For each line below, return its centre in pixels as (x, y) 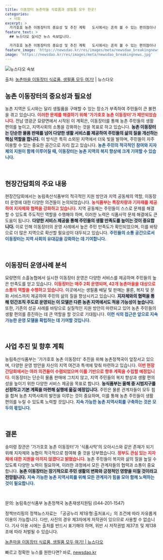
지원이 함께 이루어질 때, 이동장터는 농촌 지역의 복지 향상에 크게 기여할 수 (81, 151)
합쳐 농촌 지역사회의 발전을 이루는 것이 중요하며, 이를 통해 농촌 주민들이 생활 (82, 396)
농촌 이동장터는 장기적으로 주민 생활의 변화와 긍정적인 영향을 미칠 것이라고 (88, 471)
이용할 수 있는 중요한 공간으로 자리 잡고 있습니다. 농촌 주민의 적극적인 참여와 (76, 145)
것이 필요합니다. (20, 483)
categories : (17, 14)
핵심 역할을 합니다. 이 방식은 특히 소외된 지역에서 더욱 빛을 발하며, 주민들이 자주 (80, 139)
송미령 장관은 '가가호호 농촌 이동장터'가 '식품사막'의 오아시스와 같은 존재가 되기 (80, 447)
